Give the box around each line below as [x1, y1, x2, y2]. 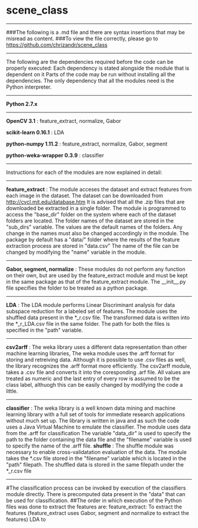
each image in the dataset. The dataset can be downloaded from [6, 192, 163, 199]
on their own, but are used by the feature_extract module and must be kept [6, 271, 188, 278]
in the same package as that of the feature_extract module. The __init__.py [6, 278, 186, 285]
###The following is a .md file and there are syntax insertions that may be [6, 28, 185, 35]
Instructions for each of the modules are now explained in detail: [6, 169, 163, 176]
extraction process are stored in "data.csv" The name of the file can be [6, 242, 179, 249]
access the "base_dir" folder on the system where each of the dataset [6, 210, 176, 218]
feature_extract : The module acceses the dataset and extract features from [6, 186, 192, 193]
